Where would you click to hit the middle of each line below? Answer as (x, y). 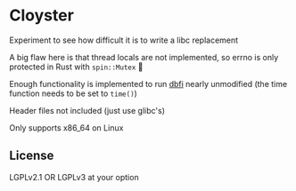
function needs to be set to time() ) (74, 93)
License (32, 156)
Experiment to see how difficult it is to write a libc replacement (124, 40)
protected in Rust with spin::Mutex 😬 (77, 67)
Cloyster (41, 16)
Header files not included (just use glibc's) (87, 110)
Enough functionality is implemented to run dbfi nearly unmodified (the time (148, 84)
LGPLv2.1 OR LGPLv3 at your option (74, 177)
